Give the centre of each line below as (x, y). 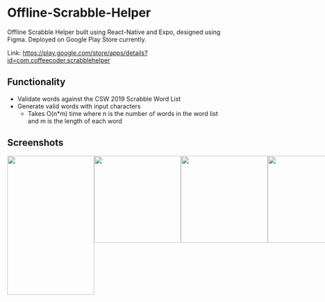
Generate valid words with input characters (79, 106)
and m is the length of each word (75, 121)
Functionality (36, 82)
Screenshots (35, 143)
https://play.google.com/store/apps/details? (85, 53)
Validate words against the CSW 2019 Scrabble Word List (99, 99)
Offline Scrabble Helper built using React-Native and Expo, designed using (114, 32)
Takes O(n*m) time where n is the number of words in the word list (123, 113)
